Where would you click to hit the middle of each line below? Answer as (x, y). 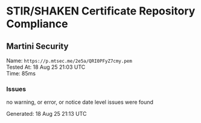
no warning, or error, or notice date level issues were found (80, 102)
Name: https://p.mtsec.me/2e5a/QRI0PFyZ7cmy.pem (69, 61)
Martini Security (37, 46)
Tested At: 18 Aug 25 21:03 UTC (46, 67)
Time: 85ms (21, 73)
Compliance (37, 24)
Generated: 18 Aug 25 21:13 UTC (46, 114)
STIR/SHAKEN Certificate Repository (101, 11)
